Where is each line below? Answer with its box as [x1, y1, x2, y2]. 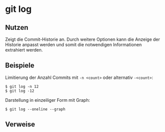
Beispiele [5, 61, 35, 70]
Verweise [5, 120, 35, 129]
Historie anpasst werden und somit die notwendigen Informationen [5, 42, 142, 48]
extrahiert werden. [5, 47, 43, 53]
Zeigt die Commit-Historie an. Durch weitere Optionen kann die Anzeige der [5, 36, 161, 42]
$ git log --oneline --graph [5, 107, 66, 112]
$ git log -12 [5, 88, 35, 93]
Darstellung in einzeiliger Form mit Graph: [5, 97, 90, 103]
